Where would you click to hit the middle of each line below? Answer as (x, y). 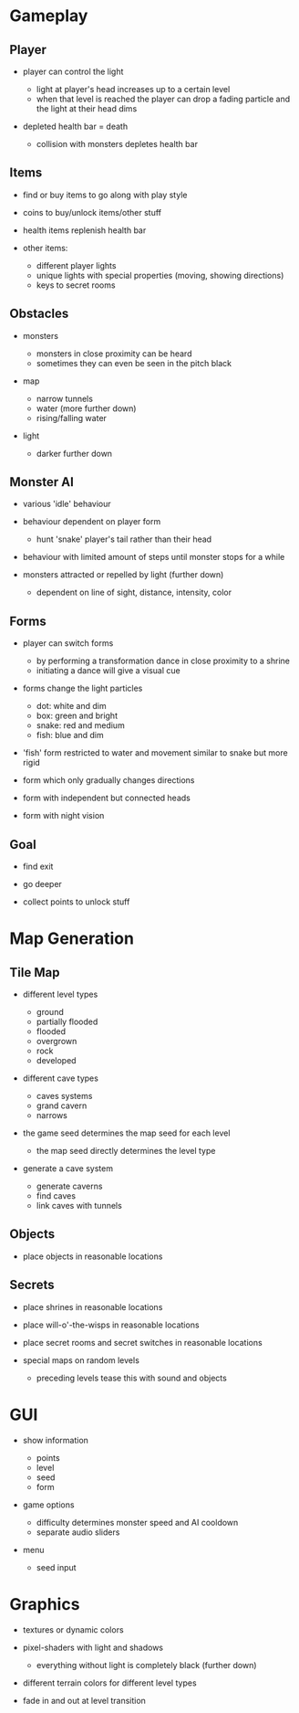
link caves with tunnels (79, 1206)
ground (50, 1012)
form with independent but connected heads (107, 798)
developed (56, 1061)
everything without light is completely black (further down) (146, 1665)
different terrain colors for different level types (110, 1683)
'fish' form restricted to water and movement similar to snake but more (155, 753)
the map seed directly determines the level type (126, 1151)
